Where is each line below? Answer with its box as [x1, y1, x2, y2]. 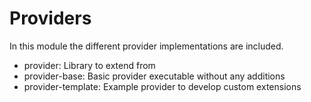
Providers [9, 7, 92, 30]
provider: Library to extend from [23, 59, 156, 71]
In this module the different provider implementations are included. [9, 40, 284, 52]
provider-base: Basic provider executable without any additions [23, 70, 286, 82]
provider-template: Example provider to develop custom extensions [23, 80, 302, 92]
